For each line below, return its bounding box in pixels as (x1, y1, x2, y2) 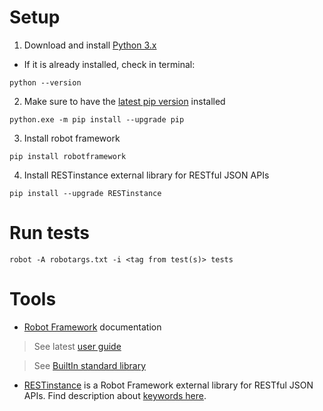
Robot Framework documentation (23, 321, 162, 333)
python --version (9, 77, 82, 88)
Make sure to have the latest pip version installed (23, 95, 226, 107)
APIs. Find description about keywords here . (23, 389, 207, 401)
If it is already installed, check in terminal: (23, 58, 196, 70)
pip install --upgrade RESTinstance (9, 188, 162, 198)
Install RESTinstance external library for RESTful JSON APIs (23, 169, 270, 181)
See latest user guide (33, 340, 122, 352)
